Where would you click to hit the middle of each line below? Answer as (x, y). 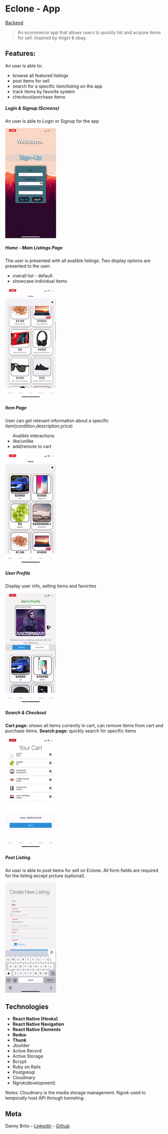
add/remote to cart (32, 446)
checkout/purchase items (39, 97)
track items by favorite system (44, 92)
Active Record (27, 1051)
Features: (21, 54)
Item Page (16, 408)
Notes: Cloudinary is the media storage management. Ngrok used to (76, 1093)
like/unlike (23, 441)
